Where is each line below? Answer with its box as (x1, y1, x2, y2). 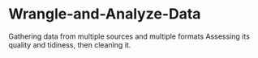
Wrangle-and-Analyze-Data (8, 5, 201, 23)
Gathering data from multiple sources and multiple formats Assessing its (8, 31, 250, 41)
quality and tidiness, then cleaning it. (8, 39, 131, 49)
